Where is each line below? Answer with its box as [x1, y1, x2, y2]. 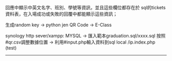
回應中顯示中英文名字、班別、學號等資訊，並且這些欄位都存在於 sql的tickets [5, 5, 166, 10]
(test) [5, 45, 17, 51]
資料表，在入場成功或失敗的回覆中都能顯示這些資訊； [5, 11, 118, 17]
